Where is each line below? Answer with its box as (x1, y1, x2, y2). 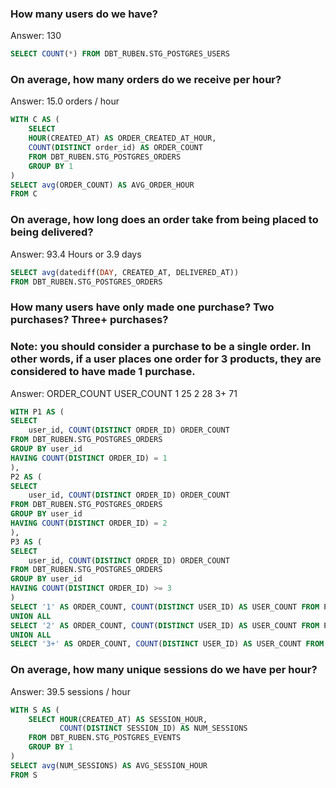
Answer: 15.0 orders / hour (10, 95, 120, 107)
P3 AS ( (10, 537, 43, 547)
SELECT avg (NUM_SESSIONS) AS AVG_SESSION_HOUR (10, 760, 208, 771)
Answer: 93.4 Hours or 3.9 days (10, 248, 142, 260)
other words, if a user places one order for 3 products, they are (10, 352, 322, 366)
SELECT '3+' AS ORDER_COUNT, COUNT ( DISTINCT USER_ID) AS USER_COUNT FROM (10, 639, 325, 649)
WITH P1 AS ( (10, 407, 65, 417)
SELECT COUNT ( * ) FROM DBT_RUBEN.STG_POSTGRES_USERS (10, 49, 230, 59)
